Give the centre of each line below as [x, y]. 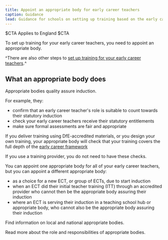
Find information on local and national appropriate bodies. [65, 222]
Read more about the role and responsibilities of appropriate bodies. [75, 232]
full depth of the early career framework [46, 147]
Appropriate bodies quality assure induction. [51, 91]
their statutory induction [37, 116]
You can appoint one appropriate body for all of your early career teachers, [82, 166]
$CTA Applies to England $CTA [37, 33]
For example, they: [24, 101]
